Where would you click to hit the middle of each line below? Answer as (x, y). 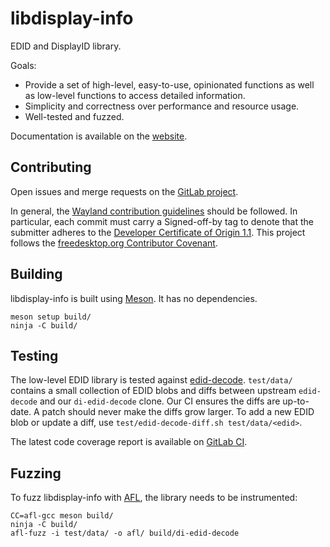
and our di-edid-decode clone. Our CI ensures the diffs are (160, 401)
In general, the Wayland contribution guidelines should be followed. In (154, 211)
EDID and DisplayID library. (66, 46)
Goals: (23, 65)
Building (36, 274)
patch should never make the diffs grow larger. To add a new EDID (178, 412)
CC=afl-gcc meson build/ (62, 516)
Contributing (51, 167)
